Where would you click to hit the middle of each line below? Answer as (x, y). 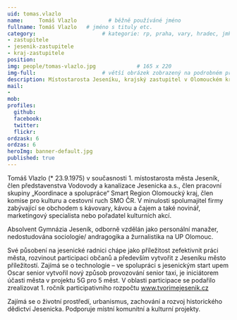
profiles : (22, 106)
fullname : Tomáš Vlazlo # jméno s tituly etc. (80, 27)
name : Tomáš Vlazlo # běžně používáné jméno (94, 20)
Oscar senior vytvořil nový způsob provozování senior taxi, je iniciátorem (113, 273)
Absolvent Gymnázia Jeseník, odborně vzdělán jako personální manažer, (113, 229)
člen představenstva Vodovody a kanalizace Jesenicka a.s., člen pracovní (115, 185)
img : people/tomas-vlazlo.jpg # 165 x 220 (90, 66)
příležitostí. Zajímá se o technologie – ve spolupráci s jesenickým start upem (118, 265)
